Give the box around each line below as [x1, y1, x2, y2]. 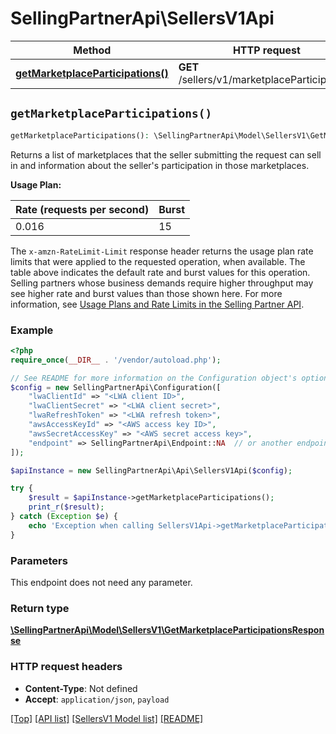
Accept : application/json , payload [24, 693, 170, 705]
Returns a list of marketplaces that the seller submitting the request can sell [10, 148, 322, 161]
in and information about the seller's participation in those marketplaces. [10, 159, 310, 171]
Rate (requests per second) [15, 202, 150, 216]
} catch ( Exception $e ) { [10, 512, 118, 522]
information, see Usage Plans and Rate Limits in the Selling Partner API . [10, 298, 305, 310]
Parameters [10, 553, 68, 567]
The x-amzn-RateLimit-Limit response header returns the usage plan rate [10, 245, 314, 257]
